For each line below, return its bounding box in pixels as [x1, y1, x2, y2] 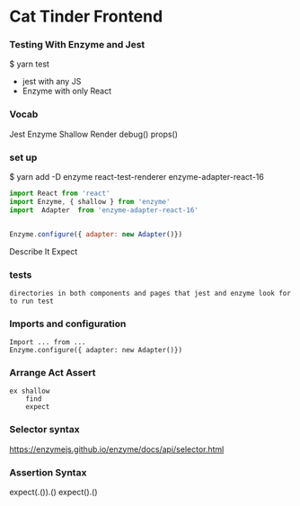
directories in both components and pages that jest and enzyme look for [9, 289, 292, 297]
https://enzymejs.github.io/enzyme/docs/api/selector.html [9, 443, 225, 455]
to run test [9, 297, 54, 306]
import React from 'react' [9, 189, 110, 199]
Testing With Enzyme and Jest [9, 39, 146, 51]
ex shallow [9, 386, 50, 396]
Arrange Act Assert [9, 367, 96, 379]
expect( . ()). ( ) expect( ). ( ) [9, 487, 98, 498]
